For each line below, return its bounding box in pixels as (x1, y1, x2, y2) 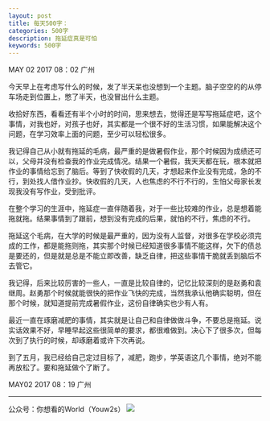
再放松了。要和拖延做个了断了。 (8, 363, 114, 373)
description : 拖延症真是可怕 (8, 34, 98, 43)
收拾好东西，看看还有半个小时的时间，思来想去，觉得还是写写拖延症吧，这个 (8, 109, 262, 119)
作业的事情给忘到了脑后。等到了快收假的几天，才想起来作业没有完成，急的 (8, 167, 255, 176)
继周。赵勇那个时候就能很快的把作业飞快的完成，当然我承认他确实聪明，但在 (8, 288, 262, 298)
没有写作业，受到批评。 (22, 187, 100, 196)
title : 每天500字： (8, 19, 69, 27)
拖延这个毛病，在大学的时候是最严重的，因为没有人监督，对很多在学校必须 (8, 231, 255, 241)
